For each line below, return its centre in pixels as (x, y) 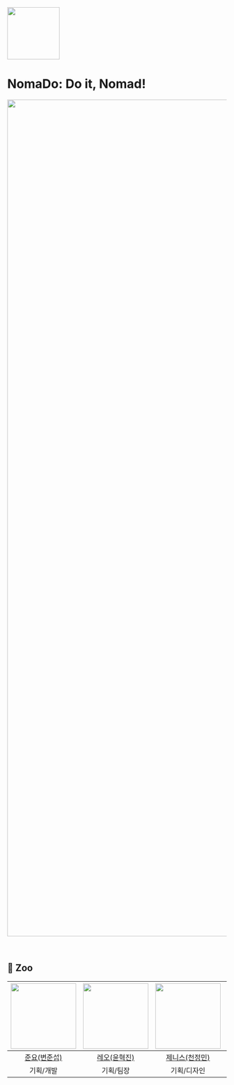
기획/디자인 (188, 1070)
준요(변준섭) (43, 1057)
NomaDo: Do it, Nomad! (77, 84)
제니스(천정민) (188, 1057)
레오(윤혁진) (116, 1057)
